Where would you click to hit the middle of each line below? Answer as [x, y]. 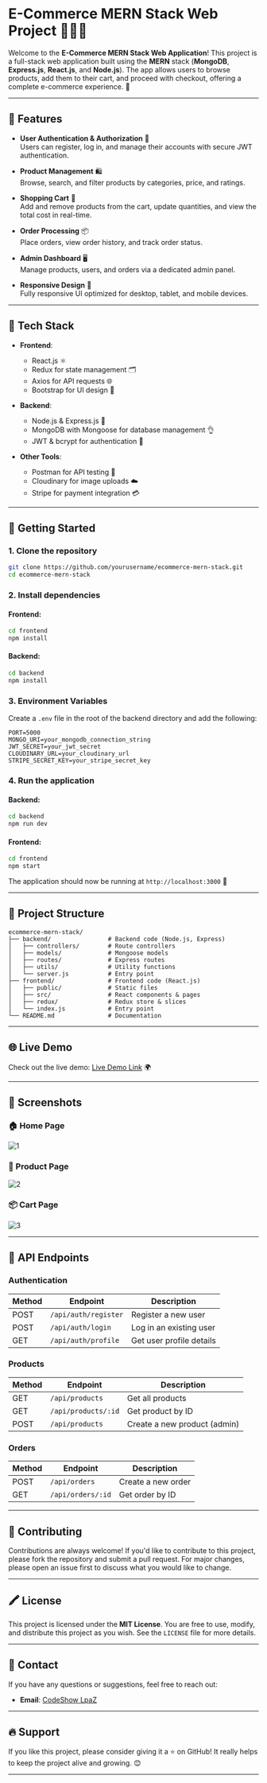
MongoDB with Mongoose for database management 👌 [123, 430]
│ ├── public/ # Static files [83, 987]
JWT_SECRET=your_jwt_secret [55, 747]
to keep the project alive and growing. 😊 [75, 1763]
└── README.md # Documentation [85, 1015]
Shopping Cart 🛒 [48, 198]
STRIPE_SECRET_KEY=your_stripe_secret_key [79, 761]
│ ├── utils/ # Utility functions [92, 967]
